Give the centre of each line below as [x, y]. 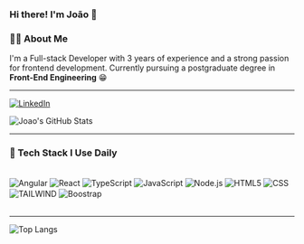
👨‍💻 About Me [38, 38]
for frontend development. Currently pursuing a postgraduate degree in [142, 68]
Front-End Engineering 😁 [58, 78]
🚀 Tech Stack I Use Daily [63, 153]
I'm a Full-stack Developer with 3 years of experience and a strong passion [149, 59]
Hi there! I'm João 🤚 [53, 14]
